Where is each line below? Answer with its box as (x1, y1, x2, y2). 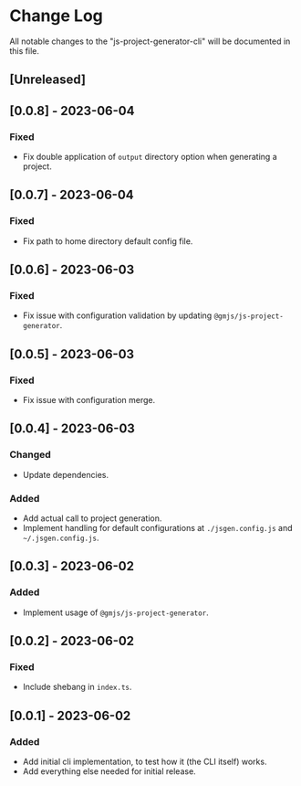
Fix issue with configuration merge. (22, 395, 156, 406)
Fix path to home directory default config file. (22, 235, 193, 247)
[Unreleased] (9, 72, 87, 88)
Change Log (9, 5, 103, 27)
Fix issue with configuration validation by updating (22, 310, 213, 321)
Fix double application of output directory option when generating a (22, 152, 277, 163)
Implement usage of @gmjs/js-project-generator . (22, 607, 210, 618)
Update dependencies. (22, 469, 109, 480)
